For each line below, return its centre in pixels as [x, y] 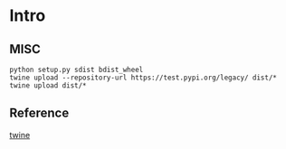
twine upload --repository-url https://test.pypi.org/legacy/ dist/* [143, 78]
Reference [39, 113]
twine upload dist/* [48, 86]
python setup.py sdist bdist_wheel [76, 70]
